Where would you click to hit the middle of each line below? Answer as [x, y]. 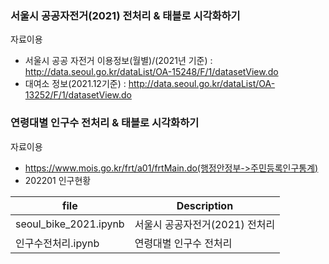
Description [205, 205]
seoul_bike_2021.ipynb [70, 224]
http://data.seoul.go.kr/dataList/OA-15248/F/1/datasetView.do [151, 72]
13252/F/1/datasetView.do [78, 95]
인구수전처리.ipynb [57, 243]
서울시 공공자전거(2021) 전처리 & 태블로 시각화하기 [125, 15]
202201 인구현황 [58, 180]
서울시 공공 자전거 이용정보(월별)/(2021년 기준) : [118, 61]
